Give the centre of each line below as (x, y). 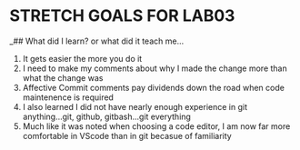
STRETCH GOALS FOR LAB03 (122, 16)
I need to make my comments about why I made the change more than (155, 68)
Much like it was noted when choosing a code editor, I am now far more (156, 126)
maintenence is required (68, 97)
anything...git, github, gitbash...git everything (106, 116)
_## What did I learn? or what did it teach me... (97, 41)
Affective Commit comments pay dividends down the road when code (153, 87)
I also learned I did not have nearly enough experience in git (135, 106)
